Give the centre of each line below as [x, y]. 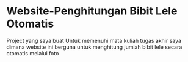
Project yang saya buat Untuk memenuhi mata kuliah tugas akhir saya [94, 40]
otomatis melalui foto [33, 53]
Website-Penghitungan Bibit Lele [92, 11]
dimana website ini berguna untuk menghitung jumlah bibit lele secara [94, 47]
